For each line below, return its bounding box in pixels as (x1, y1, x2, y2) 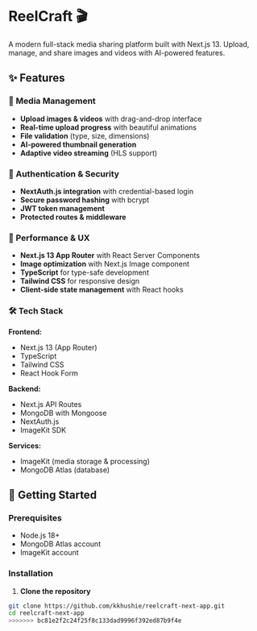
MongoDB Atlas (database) (19, 465, 110, 475)
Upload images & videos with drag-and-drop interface (19, 114, 202, 123)
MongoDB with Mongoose (19, 408, 107, 417)
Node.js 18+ (19, 530, 60, 541)
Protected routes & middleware (19, 212, 126, 222)
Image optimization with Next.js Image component (19, 259, 190, 269)
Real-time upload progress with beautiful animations (19, 122, 197, 132)
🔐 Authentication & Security (8, 168, 119, 179)
